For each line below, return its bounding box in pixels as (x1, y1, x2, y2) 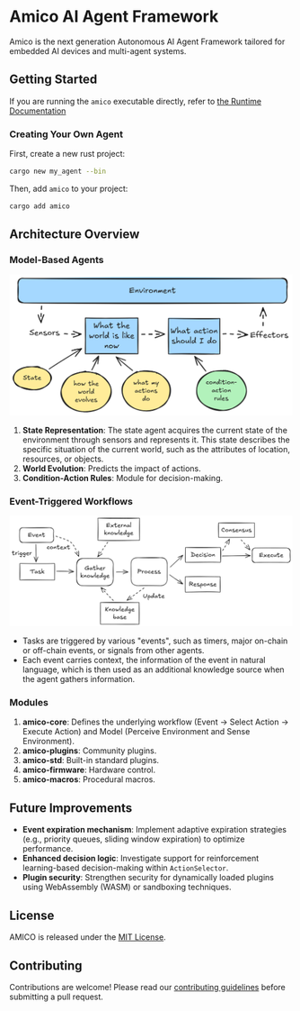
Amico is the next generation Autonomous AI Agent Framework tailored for (9, 36, 286, 47)
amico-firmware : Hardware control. (22, 764, 156, 776)
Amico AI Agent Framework (9, 6, 219, 27)
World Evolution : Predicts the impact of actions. (22, 463, 202, 474)
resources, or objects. (22, 453, 104, 464)
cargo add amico (9, 201, 70, 211)
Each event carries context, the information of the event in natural (22, 655, 266, 666)
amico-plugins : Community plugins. (22, 745, 157, 756)
